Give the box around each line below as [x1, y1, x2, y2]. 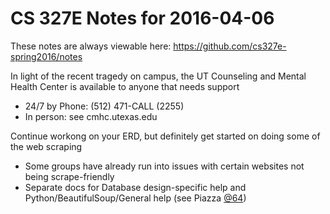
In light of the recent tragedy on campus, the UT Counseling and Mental [10, 70, 307, 82]
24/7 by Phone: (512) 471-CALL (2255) [24, 100, 185, 112]
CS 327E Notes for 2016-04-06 [10, 7, 275, 30]
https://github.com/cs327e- [173, 40, 287, 52]
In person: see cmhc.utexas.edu [24, 110, 158, 122]
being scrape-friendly [24, 170, 115, 182]
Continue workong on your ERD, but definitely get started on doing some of [10, 130, 321, 142]
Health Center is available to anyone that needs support [10, 80, 240, 92]
